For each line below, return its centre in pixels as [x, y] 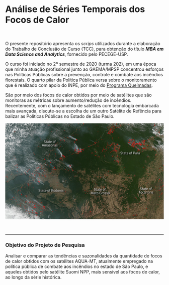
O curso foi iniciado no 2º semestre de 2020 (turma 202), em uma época [81, 64]
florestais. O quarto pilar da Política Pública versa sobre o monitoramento [81, 80]
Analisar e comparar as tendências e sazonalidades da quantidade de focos [84, 256]
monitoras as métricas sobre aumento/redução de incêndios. [68, 100]
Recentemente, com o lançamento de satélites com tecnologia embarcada [82, 105]
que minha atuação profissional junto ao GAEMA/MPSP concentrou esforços [84, 69]
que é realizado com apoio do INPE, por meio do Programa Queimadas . [79, 85]
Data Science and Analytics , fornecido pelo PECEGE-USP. [67, 54]
